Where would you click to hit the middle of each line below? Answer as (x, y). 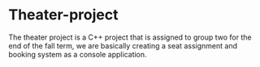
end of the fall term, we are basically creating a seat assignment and (123, 45)
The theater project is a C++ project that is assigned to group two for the (130, 37)
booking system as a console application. (78, 54)
